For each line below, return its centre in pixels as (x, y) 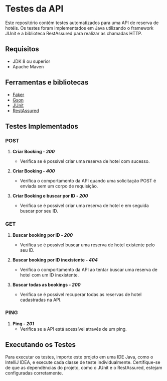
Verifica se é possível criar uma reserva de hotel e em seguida (84, 206)
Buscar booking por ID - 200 (43, 235)
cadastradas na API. (41, 300)
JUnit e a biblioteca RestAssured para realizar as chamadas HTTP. (74, 33)
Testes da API (34, 9)
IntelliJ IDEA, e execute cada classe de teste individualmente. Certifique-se (83, 362)
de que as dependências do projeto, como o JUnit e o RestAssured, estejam (84, 367)
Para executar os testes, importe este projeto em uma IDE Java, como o (79, 357)
